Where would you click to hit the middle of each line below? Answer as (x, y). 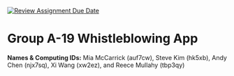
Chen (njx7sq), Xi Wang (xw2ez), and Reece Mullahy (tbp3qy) (96, 65)
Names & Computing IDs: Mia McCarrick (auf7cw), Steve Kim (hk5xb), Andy (117, 57)
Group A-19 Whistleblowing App (103, 39)
